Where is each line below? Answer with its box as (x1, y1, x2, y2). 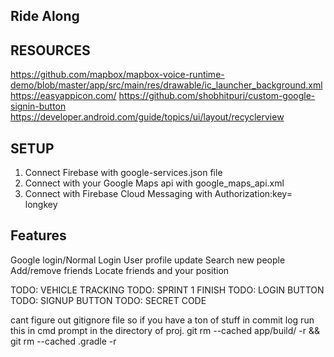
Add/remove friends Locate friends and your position (10, 264, 230, 276)
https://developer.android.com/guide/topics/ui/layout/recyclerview (10, 111, 285, 123)
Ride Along (10, 8, 80, 25)
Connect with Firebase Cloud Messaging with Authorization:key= (24, 188, 293, 200)
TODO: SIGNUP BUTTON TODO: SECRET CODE (10, 294, 207, 306)
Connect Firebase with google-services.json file (24, 167, 223, 179)
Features (10, 227, 67, 244)
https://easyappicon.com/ (10, 90, 117, 102)
